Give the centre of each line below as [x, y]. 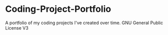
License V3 [17, 28]
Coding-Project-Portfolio [58, 9]
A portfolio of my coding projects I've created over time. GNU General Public [84, 23]
